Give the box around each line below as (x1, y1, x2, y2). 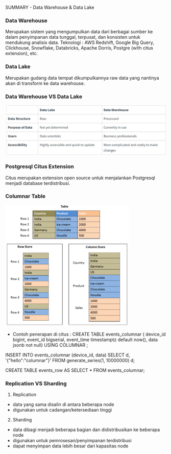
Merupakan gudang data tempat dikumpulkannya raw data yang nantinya (5, 75, 159, 81)
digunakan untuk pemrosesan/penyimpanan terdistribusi (12, 438, 132, 444)
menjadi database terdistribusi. (5, 180, 70, 186)
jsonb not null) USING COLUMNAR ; (12, 342, 88, 348)
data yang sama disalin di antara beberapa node (12, 401, 114, 408)
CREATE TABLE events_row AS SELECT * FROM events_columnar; (5, 367, 145, 373)
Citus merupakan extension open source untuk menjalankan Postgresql (5, 175, 156, 181)
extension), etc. (5, 51, 38, 57)
